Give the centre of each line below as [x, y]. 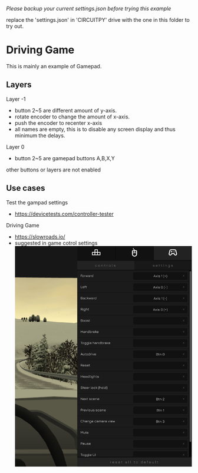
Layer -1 [16, 99]
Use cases [26, 188]
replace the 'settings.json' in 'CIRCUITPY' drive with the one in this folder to [98, 20]
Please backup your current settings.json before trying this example [89, 9]
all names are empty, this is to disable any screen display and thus [95, 129]
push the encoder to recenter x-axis [58, 123]
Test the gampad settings [37, 202]
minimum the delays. [40, 135]
